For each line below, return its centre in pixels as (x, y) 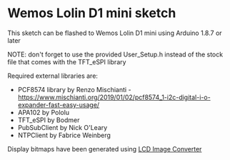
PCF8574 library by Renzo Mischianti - (74, 89)
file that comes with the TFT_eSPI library (67, 61)
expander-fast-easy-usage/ (59, 104)
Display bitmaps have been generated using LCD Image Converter (105, 149)
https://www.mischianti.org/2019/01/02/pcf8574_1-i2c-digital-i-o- (114, 97)
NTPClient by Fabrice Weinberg (64, 135)
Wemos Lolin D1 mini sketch (92, 13)
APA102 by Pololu (44, 112)
